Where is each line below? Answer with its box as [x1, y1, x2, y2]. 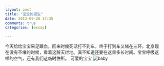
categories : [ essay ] [5, 25, 47, 30]
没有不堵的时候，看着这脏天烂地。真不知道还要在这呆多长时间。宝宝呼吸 [9, 49, 155, 55]
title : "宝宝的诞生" [5, 12, 43, 16]
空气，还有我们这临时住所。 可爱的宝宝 [13, 55, 92, 61]
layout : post [5, 7, 32, 12]
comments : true [5, 20, 36, 26]
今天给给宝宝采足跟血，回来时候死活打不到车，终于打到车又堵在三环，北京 [5, 43, 155, 49]
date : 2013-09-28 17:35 [5, 16, 54, 21]
